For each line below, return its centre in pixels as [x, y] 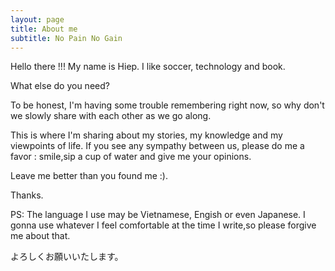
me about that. [40, 236]
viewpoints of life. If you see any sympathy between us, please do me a [157, 146]
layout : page [37, 19]
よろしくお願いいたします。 [67, 257]
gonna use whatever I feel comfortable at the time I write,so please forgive [163, 225]
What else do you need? [60, 86]
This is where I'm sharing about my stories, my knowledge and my [146, 135]
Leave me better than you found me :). [89, 176]
